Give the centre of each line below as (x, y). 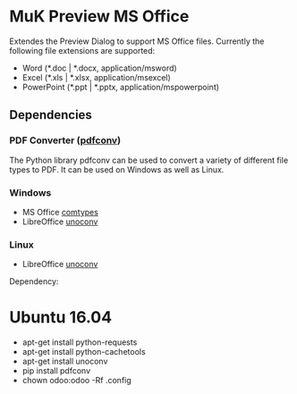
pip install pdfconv (56, 371)
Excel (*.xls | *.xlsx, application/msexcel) (97, 77)
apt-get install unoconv (65, 361)
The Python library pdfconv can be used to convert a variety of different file (149, 160)
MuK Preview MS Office (99, 17)
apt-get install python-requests (80, 342)
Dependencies (51, 115)
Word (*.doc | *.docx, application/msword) (99, 68)
